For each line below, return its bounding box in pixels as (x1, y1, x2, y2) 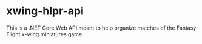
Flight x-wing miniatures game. (6, 30, 84, 37)
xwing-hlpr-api (6, 4, 84, 18)
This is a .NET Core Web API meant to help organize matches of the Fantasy (6, 24, 197, 31)
